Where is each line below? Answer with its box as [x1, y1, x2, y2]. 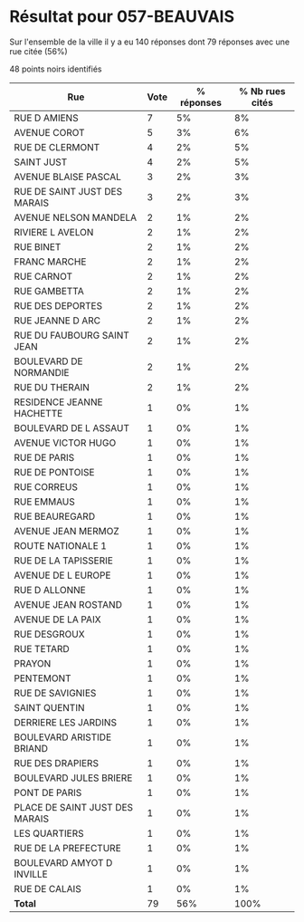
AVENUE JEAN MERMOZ [14, 524, 119, 537]
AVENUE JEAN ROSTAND [14, 598, 122, 610]
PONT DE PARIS [14, 786, 82, 799]
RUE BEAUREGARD [14, 510, 96, 523]
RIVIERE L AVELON [14, 226, 94, 238]
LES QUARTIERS [14, 827, 84, 840]
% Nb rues [238, 84, 286, 97]
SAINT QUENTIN [14, 701, 85, 714]
